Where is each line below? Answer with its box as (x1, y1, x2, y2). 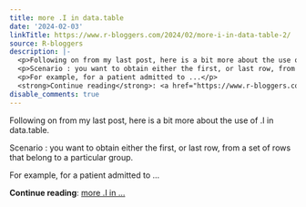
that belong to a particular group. (9, 151, 134, 162)
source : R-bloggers (9, 38, 84, 48)
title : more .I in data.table (9, 13, 125, 23)
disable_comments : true (9, 89, 100, 98)
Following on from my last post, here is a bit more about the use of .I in (9, 115, 274, 126)
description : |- (9, 47, 71, 57)
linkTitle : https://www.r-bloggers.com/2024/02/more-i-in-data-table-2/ (9, 30, 291, 39)
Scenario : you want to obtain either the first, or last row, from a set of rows (9, 142, 291, 153)
